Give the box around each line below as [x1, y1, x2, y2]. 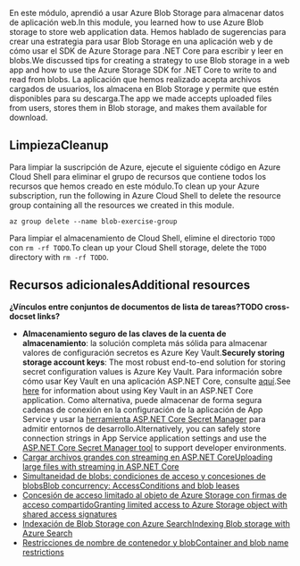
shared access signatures [21, 509, 118, 520]
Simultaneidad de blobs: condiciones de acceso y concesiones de [21, 470, 266, 481]
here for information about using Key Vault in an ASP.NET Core [21, 384, 254, 396]
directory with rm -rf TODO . [9, 251, 109, 262]
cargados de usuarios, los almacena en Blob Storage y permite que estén [9, 84, 279, 94]
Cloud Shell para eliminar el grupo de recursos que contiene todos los [9, 171, 267, 182]
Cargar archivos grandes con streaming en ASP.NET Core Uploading [21, 452, 273, 462]
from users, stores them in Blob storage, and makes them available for [9, 103, 268, 113]
